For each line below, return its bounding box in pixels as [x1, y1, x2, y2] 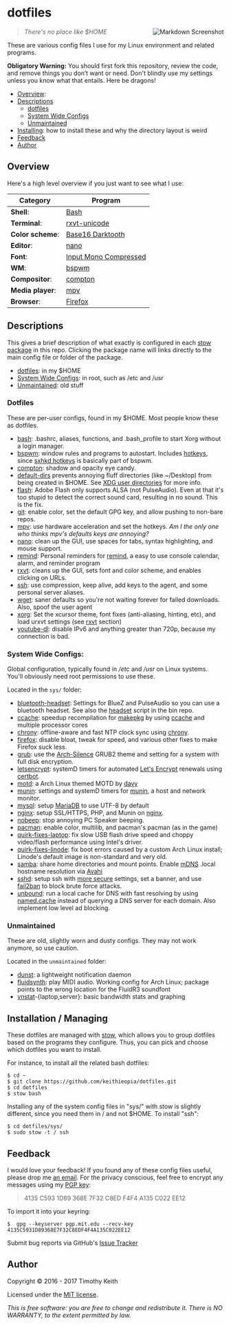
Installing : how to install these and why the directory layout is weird [16, 126, 208, 134]
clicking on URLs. [16, 573, 67, 581]
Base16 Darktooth [65, 229, 125, 239]
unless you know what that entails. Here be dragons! [7, 76, 156, 84]
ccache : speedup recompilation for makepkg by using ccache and [16, 714, 205, 722]
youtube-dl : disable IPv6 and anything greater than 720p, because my [16, 625, 216, 633]
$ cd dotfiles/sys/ [7, 1123, 63, 1130]
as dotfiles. [7, 421, 38, 429]
